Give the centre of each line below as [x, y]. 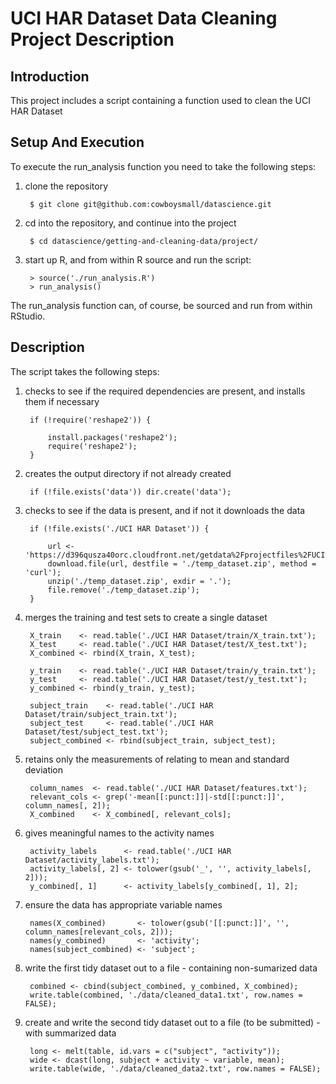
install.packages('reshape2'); [112, 437]
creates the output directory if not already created [128, 473]
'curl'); [43, 572]
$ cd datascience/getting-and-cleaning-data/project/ [144, 241]
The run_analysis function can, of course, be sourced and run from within [161, 305]
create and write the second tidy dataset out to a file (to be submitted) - [172, 1022]
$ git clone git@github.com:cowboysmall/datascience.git [150, 204]
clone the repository [66, 186]
